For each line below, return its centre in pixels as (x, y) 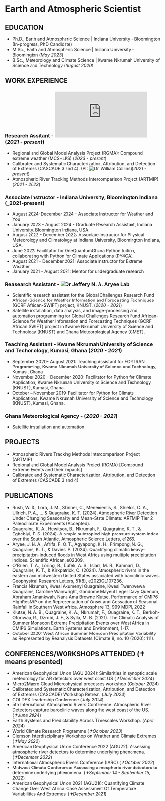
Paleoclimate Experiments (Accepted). (51, 523)
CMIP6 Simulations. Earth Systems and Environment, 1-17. (71, 628)
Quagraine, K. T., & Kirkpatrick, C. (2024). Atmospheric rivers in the (81, 570)
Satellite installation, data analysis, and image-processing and (75, 311)
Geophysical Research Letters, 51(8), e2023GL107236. (67, 581)
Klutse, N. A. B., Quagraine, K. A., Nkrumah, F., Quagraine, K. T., (77, 612)
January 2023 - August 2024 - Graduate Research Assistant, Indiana (82, 224)
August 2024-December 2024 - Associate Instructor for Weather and (83, 214)
